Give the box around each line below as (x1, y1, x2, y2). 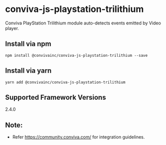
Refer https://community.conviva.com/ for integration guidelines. (12, 134, 145, 140)
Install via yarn (5, 66, 52, 75)
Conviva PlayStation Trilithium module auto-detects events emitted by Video (5, 20, 162, 26)
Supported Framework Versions (5, 93, 106, 102)
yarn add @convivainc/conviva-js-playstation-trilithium (5, 80, 126, 85)
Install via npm (5, 40, 51, 48)
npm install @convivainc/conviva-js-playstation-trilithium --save (5, 53, 148, 58)
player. (5, 25, 19, 31)
